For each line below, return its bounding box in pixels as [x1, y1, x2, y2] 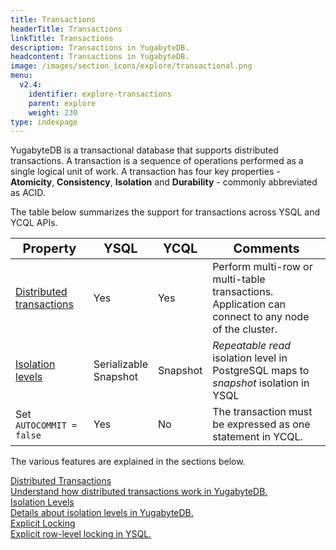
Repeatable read [212, 339, 292, 353]
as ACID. [10, 187, 46, 199]
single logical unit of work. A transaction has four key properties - [10, 166, 281, 178]
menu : [10, 71, 33, 81]
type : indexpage [10, 117, 78, 127]
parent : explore [28, 98, 97, 108]
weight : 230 [28, 107, 78, 118]
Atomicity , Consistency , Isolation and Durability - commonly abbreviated [10, 176, 318, 188]
